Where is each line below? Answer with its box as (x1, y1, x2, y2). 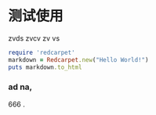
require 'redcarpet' (8, 49, 76, 56)
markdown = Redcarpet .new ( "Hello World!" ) (8, 56, 149, 63)
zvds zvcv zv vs (8, 33, 60, 43)
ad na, (8, 81, 33, 92)
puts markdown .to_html (8, 63, 82, 71)
